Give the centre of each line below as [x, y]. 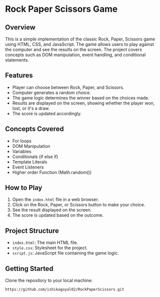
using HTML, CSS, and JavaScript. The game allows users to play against [80, 44]
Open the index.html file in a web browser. [56, 199]
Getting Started [29, 269]
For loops [22, 141]
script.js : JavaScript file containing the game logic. [65, 253]
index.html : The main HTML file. [45, 243]
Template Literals [30, 162]
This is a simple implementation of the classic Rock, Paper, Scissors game [80, 39]
